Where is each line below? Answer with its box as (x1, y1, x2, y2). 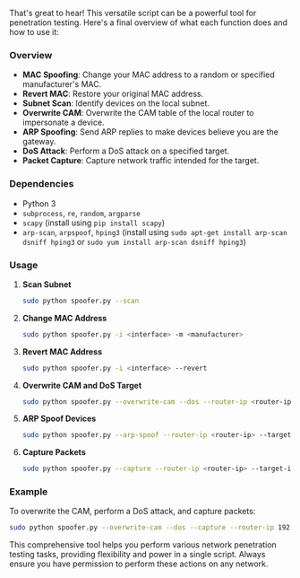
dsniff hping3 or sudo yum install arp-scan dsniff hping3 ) (21, 236, 246, 247)
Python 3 (21, 197, 56, 209)
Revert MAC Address (21, 346, 103, 357)
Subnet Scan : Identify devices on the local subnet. (21, 98, 210, 109)
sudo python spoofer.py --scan (21, 296, 140, 305)
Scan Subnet (21, 278, 72, 290)
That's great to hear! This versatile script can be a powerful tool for (9, 8, 257, 18)
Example (9, 486, 48, 498)
